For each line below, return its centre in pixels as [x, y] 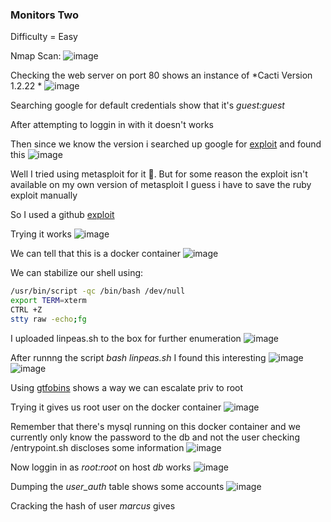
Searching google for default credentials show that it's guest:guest [147, 105]
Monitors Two [45, 15]
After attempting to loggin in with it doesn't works [112, 125]
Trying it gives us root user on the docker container [116, 407]
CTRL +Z [26, 310]
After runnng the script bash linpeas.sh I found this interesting [138, 357]
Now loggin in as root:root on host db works [101, 467]
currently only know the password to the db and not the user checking [155, 437]
